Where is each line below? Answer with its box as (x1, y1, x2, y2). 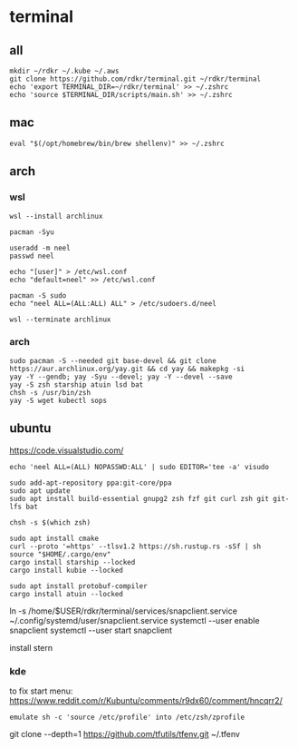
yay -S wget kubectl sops (9, 396, 107, 405)
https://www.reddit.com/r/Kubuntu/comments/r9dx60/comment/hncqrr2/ (9, 694, 283, 705)
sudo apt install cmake (9, 534, 100, 543)
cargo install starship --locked (9, 557, 136, 566)
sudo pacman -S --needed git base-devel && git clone (9, 356, 217, 365)
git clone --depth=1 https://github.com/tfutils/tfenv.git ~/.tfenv (9, 728, 240, 739)
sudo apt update (9, 486, 71, 496)
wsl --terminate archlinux (9, 315, 111, 324)
